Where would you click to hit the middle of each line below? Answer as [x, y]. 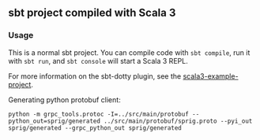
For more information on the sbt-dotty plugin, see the [95, 76]
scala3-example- [211, 76]
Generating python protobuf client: [64, 99]
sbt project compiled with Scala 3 [92, 13]
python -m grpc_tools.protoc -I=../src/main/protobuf [99, 114]
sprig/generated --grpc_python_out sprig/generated [95, 128]
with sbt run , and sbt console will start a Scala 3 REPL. [98, 61]
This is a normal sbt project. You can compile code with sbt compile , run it [129, 52]
